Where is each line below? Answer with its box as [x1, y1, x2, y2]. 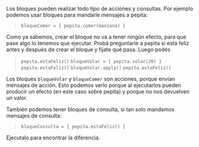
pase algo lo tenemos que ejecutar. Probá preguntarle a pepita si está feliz [6, 40, 189, 46]
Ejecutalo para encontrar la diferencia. [6, 134, 100, 141]
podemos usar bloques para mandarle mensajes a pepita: [6, 11, 148, 18]
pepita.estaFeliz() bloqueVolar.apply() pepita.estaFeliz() [20, 65, 172, 71]
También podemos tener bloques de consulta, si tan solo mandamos [6, 106, 175, 112]
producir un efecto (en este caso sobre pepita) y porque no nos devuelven [6, 88, 190, 95]
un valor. [6, 95, 28, 101]
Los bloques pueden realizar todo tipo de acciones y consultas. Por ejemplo [6, 5, 194, 12]
